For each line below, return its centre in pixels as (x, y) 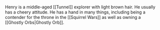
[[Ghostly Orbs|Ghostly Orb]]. (35, 22)
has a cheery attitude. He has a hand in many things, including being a (75, 12)
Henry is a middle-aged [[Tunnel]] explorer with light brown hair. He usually (80, 7)
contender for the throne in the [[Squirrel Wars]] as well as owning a (73, 17)
